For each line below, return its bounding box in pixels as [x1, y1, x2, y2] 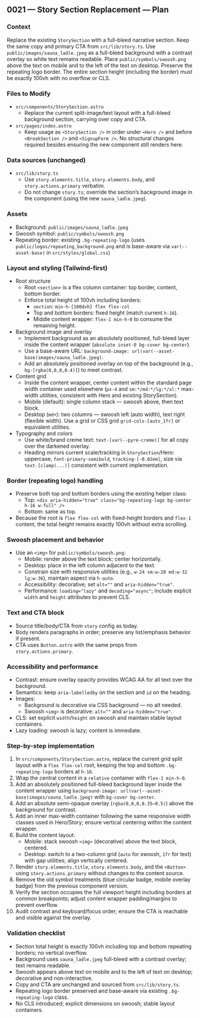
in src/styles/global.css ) [46, 249, 111, 256]
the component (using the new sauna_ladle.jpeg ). [24, 195, 148, 202]
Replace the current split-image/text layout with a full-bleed [24, 109, 171, 116]
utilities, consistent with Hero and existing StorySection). [39, 392, 179, 399]
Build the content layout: [15, 831, 76, 839]
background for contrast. [15, 806, 77, 814]
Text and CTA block [7, 609, 65, 617]
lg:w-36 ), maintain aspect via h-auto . [24, 574, 115, 582]
